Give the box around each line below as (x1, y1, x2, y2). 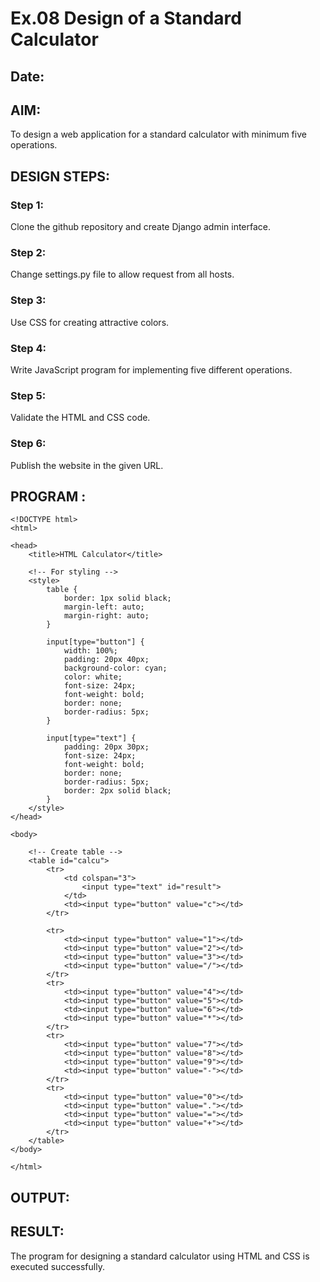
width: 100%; (63, 646, 118, 656)
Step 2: (10, 246, 47, 259)
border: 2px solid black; (63, 786, 172, 796)
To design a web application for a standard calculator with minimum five (10, 128, 307, 141)
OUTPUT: (10, 1189, 70, 1206)
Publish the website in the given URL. (10, 459, 164, 471)
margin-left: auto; (63, 602, 145, 612)
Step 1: (10, 198, 44, 212)
